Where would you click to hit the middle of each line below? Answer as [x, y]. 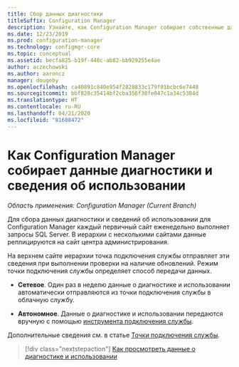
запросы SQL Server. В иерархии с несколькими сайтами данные [107, 234]
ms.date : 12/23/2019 [38, 34]
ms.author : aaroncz [36, 73]
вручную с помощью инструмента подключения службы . [106, 321]
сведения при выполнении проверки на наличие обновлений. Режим [113, 263]
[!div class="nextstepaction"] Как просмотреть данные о [110, 348]
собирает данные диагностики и [110, 170]
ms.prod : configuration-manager [55, 41]
